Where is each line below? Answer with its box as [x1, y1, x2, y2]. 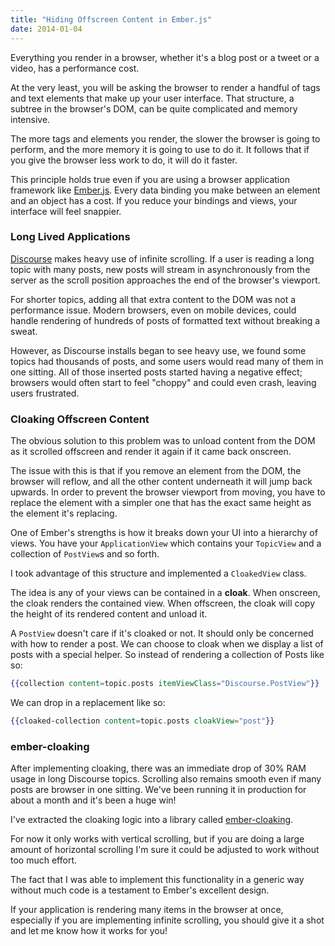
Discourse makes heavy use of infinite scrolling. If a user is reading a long [10, 252, 315, 265]
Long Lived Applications [10, 230, 131, 244]
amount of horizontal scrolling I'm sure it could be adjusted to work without [10, 844, 320, 856]
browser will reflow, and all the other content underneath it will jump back [10, 476, 313, 488]
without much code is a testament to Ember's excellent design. [10, 884, 270, 896]
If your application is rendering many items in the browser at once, [10, 904, 284, 916]
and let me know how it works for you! [10, 925, 168, 937]
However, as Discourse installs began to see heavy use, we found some [10, 344, 307, 356]
